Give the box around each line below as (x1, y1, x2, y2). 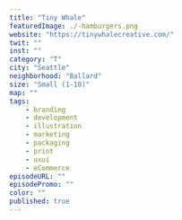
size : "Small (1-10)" (9, 80, 91, 89)
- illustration (25, 122, 82, 131)
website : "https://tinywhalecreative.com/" (9, 30, 175, 39)
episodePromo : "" (9, 180, 74, 189)
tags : (9, 96, 30, 106)
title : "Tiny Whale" (9, 13, 87, 22)
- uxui (25, 154, 50, 164)
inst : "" (9, 47, 42, 56)
